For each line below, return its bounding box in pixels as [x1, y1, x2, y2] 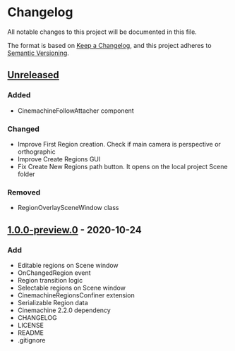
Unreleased [7, 69, 60, 81]
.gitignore [17, 335, 46, 344]
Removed [7, 187, 41, 197]
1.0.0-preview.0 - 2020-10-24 [7, 223, 143, 236]
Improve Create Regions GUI [17, 154, 101, 163]
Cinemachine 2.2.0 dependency [17, 306, 111, 314]
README [17, 328, 44, 337]
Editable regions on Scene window [17, 261, 119, 269]
